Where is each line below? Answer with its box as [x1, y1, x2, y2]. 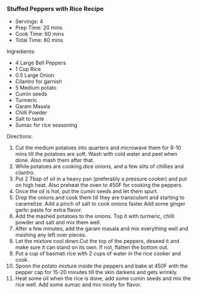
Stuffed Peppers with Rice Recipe [6, 5, 104, 13]
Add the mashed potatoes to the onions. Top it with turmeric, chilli [15, 213, 175, 220]
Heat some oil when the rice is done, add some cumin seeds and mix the [15, 275, 191, 282]
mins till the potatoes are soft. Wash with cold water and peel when [15, 151, 178, 158]
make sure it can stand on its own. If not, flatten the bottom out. [15, 244, 169, 251]
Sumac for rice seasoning [15, 122, 78, 129]
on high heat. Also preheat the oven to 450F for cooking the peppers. [15, 182, 184, 189]
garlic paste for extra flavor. [15, 207, 83, 214]
